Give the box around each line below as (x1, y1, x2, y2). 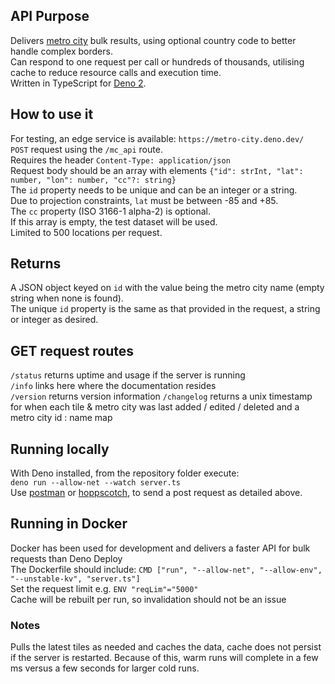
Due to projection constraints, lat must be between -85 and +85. (10, 194, 279, 206)
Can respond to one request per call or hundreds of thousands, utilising (10, 55, 305, 68)
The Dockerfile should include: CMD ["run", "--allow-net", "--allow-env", (10, 563, 323, 575)
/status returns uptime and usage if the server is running (10, 369, 246, 381)
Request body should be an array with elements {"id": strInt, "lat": (10, 164, 304, 176)
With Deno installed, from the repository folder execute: (10, 467, 240, 479)
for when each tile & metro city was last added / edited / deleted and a (10, 401, 300, 413)
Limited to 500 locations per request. (10, 226, 163, 238)
